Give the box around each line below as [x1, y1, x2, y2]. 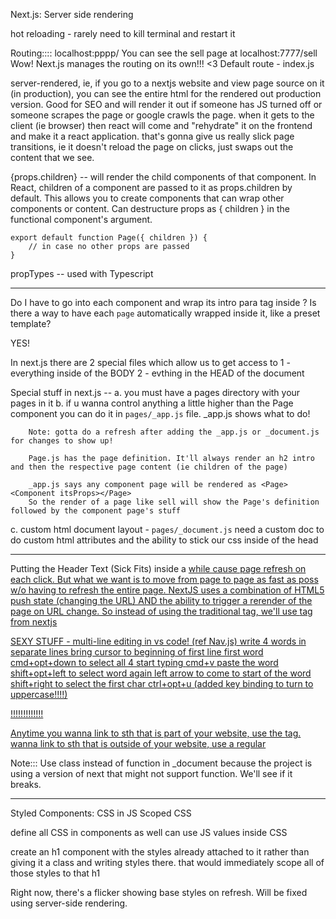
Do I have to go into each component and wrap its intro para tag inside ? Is [10, 297, 317, 308]
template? [10, 318, 52, 329]
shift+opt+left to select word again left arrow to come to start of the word [10, 667, 312, 679]
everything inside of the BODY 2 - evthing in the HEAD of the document [10, 367, 305, 379]
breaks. [10, 779, 42, 790]
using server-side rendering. [10, 897, 128, 909]
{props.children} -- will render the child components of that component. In [10, 171, 317, 183]
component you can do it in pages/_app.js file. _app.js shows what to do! [10, 408, 311, 419]
